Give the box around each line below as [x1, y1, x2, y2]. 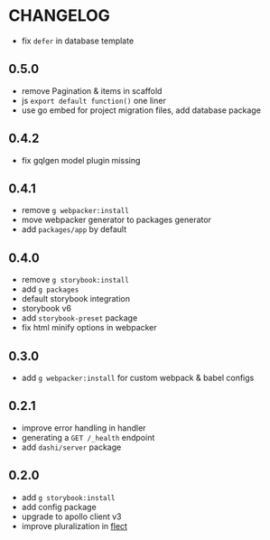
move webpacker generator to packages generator [21, 214, 211, 226]
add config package [21, 501, 97, 512]
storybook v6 [21, 303, 71, 314]
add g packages [21, 284, 79, 294]
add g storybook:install [21, 491, 116, 502]
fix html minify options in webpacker [21, 322, 157, 333]
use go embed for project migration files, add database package [21, 105, 261, 116]
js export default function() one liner [21, 95, 166, 106]
